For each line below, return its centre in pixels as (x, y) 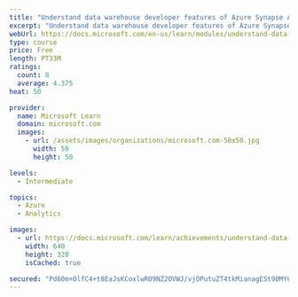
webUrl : (24, 34)
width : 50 (51, 149)
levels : (24, 173)
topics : (24, 197)
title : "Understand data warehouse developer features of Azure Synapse (146, 17)
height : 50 (53, 157)
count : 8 (33, 75)
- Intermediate (45, 181)
